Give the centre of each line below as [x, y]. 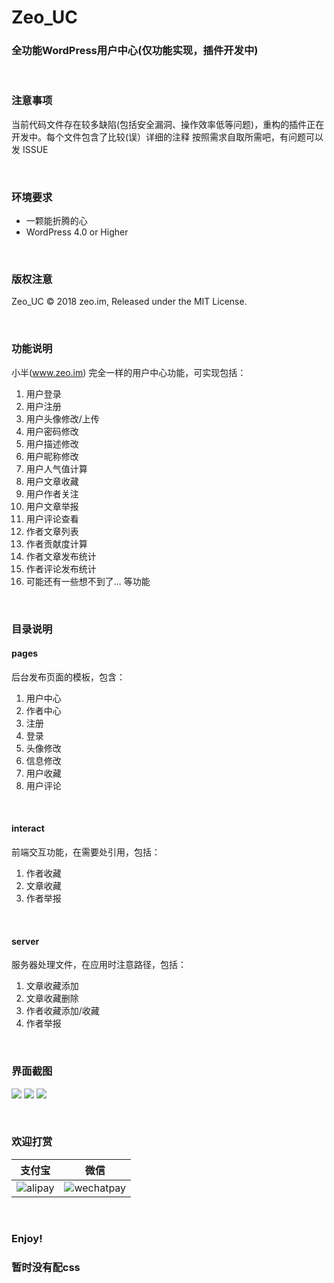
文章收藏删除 [52, 998]
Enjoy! [27, 1238]
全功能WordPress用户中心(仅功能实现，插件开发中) [135, 51]
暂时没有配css [46, 1267]
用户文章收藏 [52, 481]
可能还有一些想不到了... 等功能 [88, 581]
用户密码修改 [52, 431]
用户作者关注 [52, 493]
